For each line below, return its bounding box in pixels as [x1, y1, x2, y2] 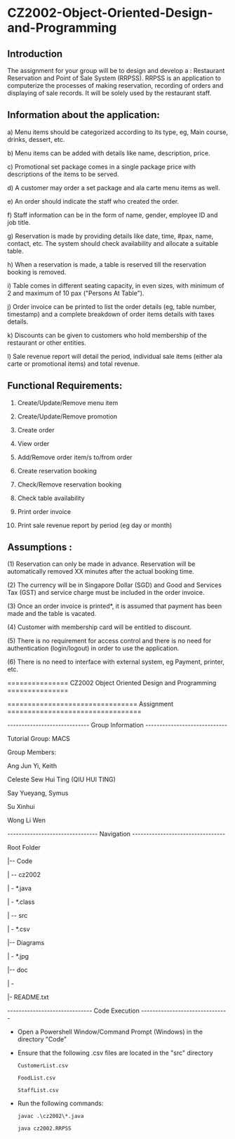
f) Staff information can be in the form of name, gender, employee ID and [7, 211, 218, 219]
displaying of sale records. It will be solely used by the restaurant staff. [7, 89, 212, 97]
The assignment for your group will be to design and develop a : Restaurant [7, 67, 225, 74]
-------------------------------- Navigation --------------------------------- [7, 830, 226, 838]
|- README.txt [7, 993, 49, 1001]
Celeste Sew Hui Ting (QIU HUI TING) [7, 775, 116, 784]
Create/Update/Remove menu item [17, 398, 119, 407]
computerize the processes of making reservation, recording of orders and [7, 81, 224, 89]
